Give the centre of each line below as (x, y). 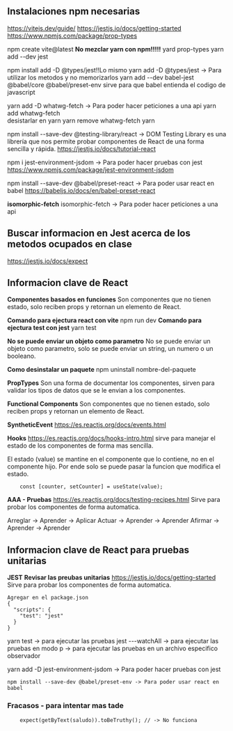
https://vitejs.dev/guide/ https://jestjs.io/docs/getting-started (95, 28)
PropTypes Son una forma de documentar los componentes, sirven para (111, 383)
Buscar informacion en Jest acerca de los (99, 234)
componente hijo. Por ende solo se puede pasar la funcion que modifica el (114, 466)
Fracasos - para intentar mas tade (65, 706)
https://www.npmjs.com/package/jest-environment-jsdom (90, 169)
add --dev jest (28, 56)
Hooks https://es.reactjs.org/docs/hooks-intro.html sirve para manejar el (111, 439)
